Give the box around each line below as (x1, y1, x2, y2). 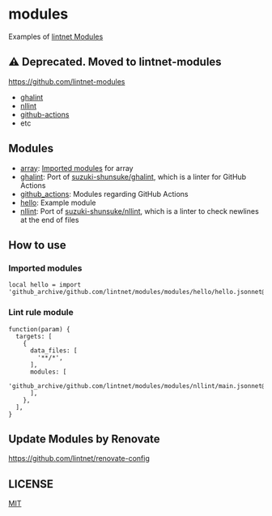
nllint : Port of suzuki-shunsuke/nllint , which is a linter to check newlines (19, 206, 259, 215)
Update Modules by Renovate (8, 432, 160, 446)
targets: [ (15, 332, 53, 340)
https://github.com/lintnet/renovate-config (8, 454, 150, 463)
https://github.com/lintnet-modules (8, 76, 125, 86)
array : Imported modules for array (19, 163, 134, 173)
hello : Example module (19, 198, 96, 207)
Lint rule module (8, 307, 74, 318)
